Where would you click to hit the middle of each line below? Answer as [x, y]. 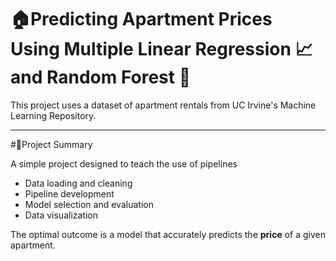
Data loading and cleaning [78, 183]
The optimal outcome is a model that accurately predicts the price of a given [168, 234]
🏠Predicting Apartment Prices [141, 19]
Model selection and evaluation [89, 204]
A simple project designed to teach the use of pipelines [124, 163]
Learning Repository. [53, 115]
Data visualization [61, 215]
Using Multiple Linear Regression [151, 49]
